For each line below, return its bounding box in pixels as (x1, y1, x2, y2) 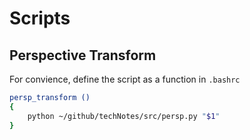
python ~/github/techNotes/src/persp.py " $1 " (27, 111, 221, 121)
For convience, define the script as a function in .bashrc (9, 73, 241, 85)
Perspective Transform (9, 47, 157, 64)
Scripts (9, 7, 71, 30)
